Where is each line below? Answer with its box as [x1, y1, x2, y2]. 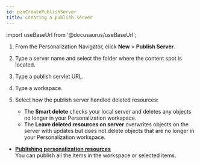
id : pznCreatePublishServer [6, 8, 77, 15]
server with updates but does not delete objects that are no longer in [23, 127, 195, 134]
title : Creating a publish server [6, 15, 93, 21]
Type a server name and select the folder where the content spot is [14, 54, 183, 62]
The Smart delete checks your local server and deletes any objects [23, 108, 192, 115]
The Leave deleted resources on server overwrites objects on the [23, 120, 189, 128]
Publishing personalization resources [14, 145, 111, 152]
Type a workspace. [14, 84, 63, 91]
